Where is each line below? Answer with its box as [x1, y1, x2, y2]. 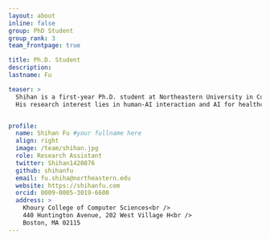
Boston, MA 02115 [22, 218, 81, 227]
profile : [8, 122, 38, 130]
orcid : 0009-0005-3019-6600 [15, 189, 110, 197]
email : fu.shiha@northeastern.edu [15, 174, 131, 182]
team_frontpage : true [8, 42, 81, 50]
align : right [15, 137, 59, 145]
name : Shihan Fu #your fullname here [15, 129, 142, 137]
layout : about [8, 11, 56, 20]
